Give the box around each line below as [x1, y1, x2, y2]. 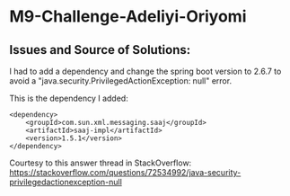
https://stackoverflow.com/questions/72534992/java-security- [9, 167, 242, 177]
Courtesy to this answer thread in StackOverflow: [9, 157, 192, 168]
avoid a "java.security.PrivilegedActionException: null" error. [9, 76, 232, 86]
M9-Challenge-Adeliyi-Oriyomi [9, 6, 247, 27]
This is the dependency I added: [9, 93, 128, 103]
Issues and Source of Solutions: [9, 42, 191, 58]
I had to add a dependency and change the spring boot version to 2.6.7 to [9, 66, 282, 76]
